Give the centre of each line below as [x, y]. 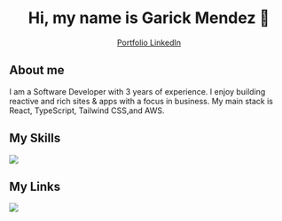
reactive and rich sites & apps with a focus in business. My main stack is [141, 101]
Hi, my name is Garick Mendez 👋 [149, 18]
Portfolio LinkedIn [149, 42]
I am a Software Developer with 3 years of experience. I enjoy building [137, 91]
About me [37, 70]
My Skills [35, 138]
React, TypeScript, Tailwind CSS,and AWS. [87, 110]
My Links [35, 186]
